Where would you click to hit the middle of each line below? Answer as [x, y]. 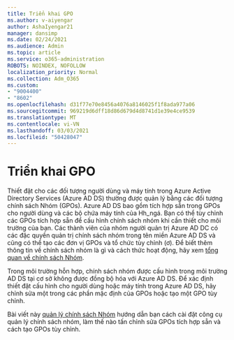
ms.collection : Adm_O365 [43, 79]
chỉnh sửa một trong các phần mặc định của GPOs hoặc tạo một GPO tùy [112, 293]
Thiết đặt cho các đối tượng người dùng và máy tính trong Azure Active [109, 191]
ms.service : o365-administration [56, 59]
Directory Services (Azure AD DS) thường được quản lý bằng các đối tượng [115, 198]
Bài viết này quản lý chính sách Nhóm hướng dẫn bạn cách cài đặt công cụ [115, 314]
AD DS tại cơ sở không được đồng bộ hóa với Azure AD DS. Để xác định [110, 279]
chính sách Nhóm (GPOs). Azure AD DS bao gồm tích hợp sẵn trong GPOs [114, 206]
